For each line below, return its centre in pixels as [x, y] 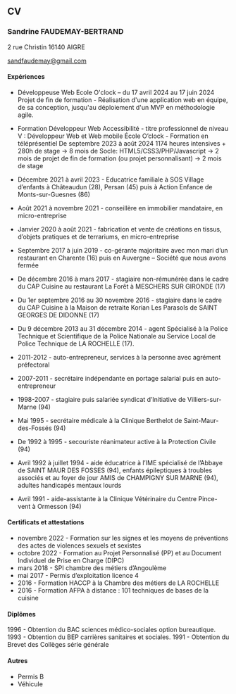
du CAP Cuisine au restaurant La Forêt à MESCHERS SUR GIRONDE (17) [121, 286]
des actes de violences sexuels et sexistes [79, 545]
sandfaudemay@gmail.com [47, 61]
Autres [18, 660]
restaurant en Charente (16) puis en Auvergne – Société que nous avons [122, 258]
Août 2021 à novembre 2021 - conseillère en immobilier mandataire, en [120, 208]
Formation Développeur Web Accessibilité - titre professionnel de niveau [123, 128]
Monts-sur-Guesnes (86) [54, 194]
